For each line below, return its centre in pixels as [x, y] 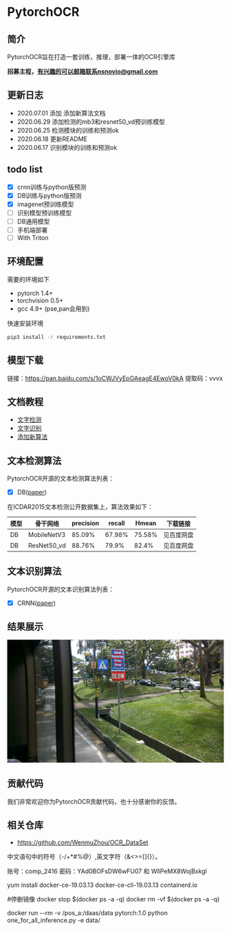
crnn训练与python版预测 [52, 187]
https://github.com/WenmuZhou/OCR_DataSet [83, 842]
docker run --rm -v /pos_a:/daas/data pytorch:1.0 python [88, 912]
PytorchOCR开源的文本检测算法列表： [61, 479]
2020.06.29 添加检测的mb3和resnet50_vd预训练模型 [91, 122]
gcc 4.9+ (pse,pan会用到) [53, 308]
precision [86, 523]
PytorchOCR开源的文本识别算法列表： [61, 589]
